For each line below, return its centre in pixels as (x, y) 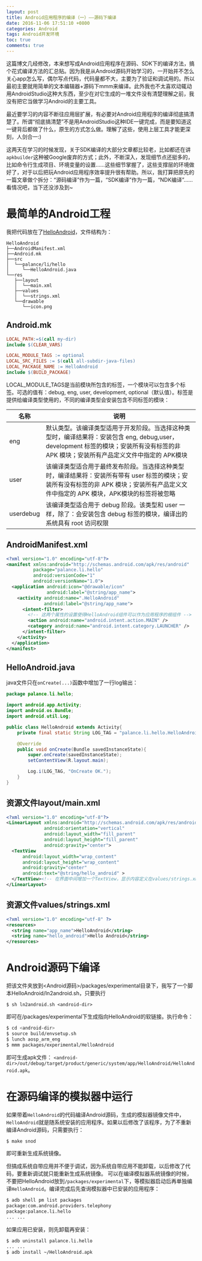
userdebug (25, 513)
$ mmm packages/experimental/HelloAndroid (60, 1045)
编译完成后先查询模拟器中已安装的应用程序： (104, 1189)
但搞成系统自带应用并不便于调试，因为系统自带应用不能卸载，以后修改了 (96, 1166)
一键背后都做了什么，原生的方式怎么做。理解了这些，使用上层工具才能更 (96, 129)
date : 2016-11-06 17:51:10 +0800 (48, 23)
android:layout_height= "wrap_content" (71, 862)
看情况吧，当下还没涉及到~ (40, 187)
